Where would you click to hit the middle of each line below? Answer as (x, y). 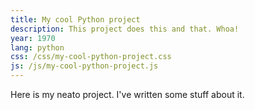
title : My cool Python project (75, 19)
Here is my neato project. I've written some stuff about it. (127, 94)
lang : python (37, 47)
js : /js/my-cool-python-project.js (84, 66)
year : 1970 (33, 38)
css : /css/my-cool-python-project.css (91, 57)
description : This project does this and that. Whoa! (125, 29)
